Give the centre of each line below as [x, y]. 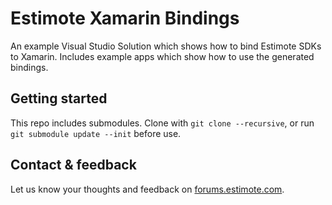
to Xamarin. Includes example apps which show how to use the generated [162, 56]
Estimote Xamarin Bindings [125, 18]
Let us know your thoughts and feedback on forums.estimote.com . [147, 189]
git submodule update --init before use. [96, 133]
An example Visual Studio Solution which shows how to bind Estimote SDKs [166, 46]
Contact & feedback [73, 165]
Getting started [59, 98]
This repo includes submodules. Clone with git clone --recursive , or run [162, 123]
